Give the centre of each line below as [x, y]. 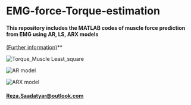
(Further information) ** [35, 47]
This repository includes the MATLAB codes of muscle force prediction [96, 27]
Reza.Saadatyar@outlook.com [45, 95]
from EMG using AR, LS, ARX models [52, 34]
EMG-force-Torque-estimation [83, 11]
